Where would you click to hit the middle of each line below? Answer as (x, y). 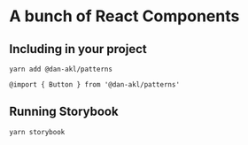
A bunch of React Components (124, 16)
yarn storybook (37, 132)
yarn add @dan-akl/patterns (61, 69)
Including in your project (78, 49)
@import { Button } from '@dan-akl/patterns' (94, 85)
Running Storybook (64, 112)
